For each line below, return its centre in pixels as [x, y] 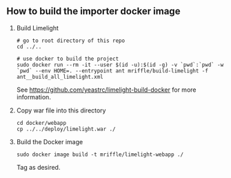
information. [33, 97]
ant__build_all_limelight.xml [60, 77]
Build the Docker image [50, 141]
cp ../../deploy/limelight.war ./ [66, 129]
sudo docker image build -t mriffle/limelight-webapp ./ [100, 155]
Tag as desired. [38, 167]
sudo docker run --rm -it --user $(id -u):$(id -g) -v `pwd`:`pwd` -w [120, 65]
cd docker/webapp [41, 123]
